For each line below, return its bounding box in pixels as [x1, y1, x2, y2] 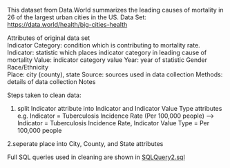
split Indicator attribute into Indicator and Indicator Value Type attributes [17, 105, 222, 112]
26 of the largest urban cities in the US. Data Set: [7, 13, 147, 21]
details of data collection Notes [7, 78, 96, 85]
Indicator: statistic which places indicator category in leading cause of [7, 48, 207, 56]
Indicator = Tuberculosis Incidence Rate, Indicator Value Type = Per [17, 119, 209, 127]
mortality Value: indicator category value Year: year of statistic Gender [7, 56, 208, 64]
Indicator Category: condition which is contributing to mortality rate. [7, 41, 200, 49]
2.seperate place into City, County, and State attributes [7, 140, 164, 147]
